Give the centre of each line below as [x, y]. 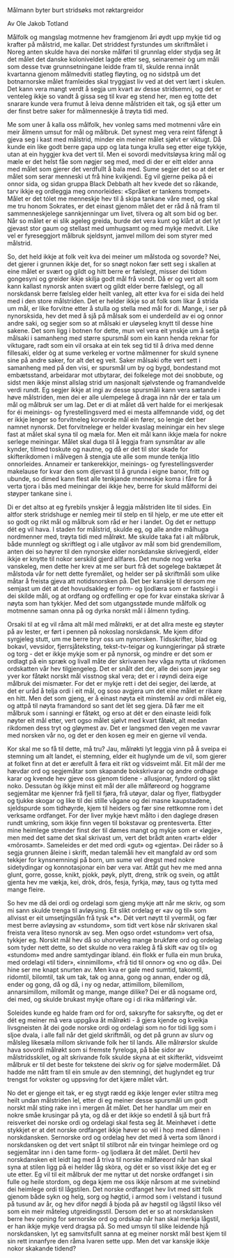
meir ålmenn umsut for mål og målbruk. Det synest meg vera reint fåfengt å [115, 132]
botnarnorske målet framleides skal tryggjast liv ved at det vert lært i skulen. [117, 82]
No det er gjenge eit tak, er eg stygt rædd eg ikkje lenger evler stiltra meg [112, 1093]
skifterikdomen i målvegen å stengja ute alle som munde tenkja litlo [103, 457]
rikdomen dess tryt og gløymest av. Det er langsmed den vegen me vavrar [114, 728]
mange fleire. [26, 889]
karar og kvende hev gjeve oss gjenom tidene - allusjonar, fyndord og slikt [114, 778]
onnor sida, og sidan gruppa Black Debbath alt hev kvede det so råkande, [113, 184]
